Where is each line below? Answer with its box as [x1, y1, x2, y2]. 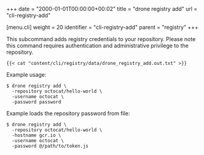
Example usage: [6, 71, 47, 78]
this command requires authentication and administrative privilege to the [6, 42, 189, 49]
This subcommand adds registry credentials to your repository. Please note [6, 36, 196, 42]
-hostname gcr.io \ [12, 132, 62, 138]
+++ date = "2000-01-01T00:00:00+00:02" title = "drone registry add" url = [6, 6, 198, 12]
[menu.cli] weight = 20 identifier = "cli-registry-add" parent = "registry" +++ [6, 24, 199, 31]
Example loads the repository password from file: [6, 110, 130, 117]
